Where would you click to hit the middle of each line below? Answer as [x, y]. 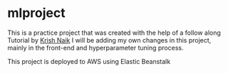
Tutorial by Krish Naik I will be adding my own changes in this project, [109, 40]
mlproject [36, 13]
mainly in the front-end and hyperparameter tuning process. [95, 47]
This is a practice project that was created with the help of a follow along [114, 33]
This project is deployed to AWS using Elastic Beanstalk [89, 61]
